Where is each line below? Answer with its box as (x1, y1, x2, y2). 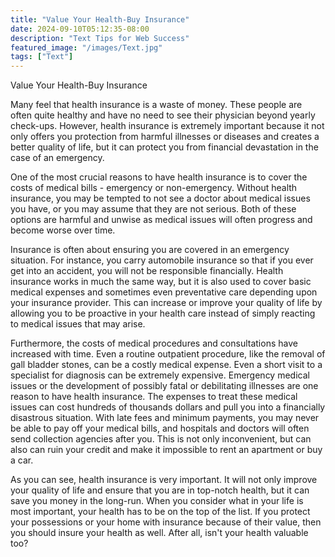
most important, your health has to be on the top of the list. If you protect (10, 506, 311, 518)
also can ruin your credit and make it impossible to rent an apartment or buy (10, 444, 323, 456)
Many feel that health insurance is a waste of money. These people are (10, 99, 303, 111)
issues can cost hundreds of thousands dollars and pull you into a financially (10, 401, 326, 413)
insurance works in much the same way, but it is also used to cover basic (10, 276, 312, 288)
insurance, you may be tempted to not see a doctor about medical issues (10, 192, 311, 205)
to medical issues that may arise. (10, 318, 146, 330)
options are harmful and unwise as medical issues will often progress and (10, 214, 313, 226)
